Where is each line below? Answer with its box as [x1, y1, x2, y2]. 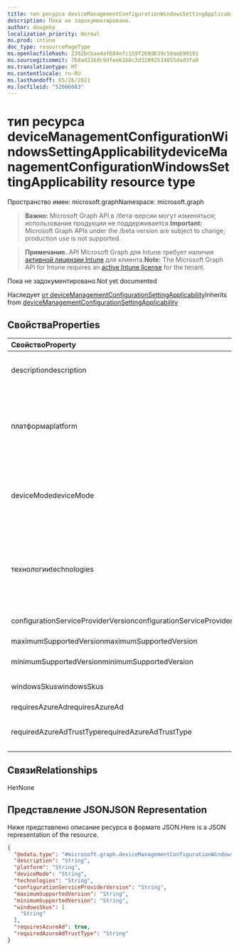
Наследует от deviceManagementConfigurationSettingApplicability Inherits [7, 291, 228, 299]
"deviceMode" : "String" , [14, 870, 87, 878]
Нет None [7, 783, 35, 791]
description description [11, 365, 87, 375]
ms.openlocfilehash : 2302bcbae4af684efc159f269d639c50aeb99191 [7, 50, 199, 58]
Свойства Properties [7, 319, 101, 331]
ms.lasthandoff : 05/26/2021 [7, 76, 91, 84]
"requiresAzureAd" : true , [14, 924, 91, 931]
